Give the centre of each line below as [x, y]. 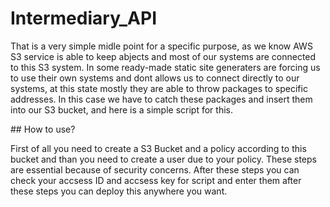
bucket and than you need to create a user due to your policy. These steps [163, 159]
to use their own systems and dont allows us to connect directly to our [155, 78]
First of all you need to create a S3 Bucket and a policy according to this [158, 148]
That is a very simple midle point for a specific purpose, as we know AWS [161, 46]
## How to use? [43, 129]
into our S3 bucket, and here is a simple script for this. [121, 109]
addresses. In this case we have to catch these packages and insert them [161, 99]
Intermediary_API [84, 18]
